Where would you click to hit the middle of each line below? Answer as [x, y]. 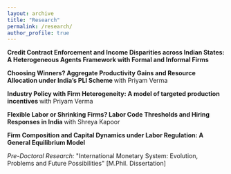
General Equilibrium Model [46, 143]
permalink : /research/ [40, 26]
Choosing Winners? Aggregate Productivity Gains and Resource [101, 73]
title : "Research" [34, 20]
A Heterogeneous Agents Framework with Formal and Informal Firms [108, 60]
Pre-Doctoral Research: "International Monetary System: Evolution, [103, 156]
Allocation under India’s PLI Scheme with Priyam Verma [87, 81]
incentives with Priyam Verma [50, 101]
